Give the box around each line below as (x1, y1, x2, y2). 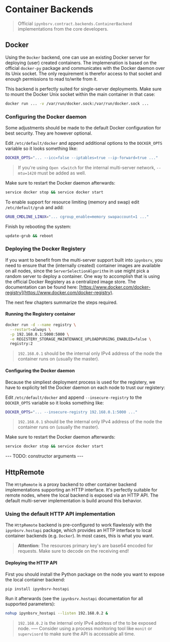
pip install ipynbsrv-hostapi (5, 586, 70, 592)
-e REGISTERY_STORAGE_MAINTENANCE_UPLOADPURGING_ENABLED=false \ (10, 337, 152, 342)
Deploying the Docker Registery (5, 245, 86, 252)
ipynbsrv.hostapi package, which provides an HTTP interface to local (5, 527, 152, 533)
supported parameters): (5, 601, 55, 607)
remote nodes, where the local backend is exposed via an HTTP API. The (5, 492, 159, 498)
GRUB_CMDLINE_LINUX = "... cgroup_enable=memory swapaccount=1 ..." (5, 214, 149, 219)
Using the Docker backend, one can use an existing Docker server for (5, 54, 150, 60)
